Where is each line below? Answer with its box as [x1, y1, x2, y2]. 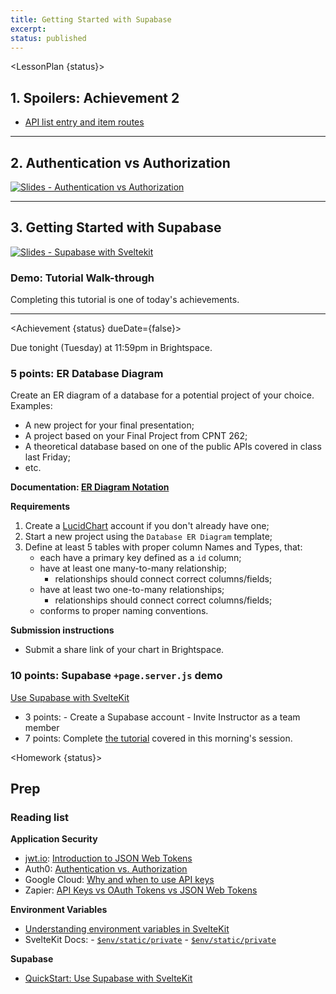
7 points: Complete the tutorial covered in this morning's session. [24, 732, 293, 744]
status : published [10, 33, 87, 43]
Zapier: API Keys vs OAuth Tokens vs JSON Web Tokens [24, 884, 258, 896]
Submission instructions [10, 624, 115, 636]
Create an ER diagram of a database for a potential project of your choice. [10, 389, 315, 401]
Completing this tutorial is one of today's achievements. [10, 294, 240, 306]
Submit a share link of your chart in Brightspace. [24, 644, 225, 656]
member [24, 721, 60, 733]
